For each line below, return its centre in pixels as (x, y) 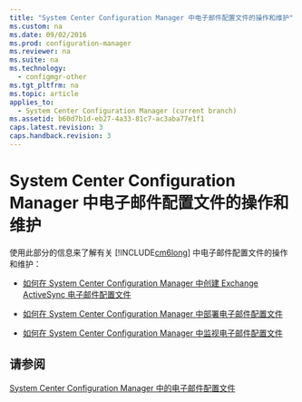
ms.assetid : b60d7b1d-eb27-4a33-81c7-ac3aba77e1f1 (107, 119)
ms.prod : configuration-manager (70, 43)
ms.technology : (38, 69)
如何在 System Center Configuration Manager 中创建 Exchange (140, 283)
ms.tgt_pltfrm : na (44, 85)
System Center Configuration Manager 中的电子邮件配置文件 (122, 387)
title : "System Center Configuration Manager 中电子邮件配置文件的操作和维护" (151, 18)
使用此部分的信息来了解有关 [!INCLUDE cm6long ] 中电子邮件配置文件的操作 (149, 252)
